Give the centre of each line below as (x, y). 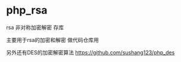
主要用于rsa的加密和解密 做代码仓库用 (53, 40)
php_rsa (27, 10)
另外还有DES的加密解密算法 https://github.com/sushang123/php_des (90, 52)
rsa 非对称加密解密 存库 (35, 27)
